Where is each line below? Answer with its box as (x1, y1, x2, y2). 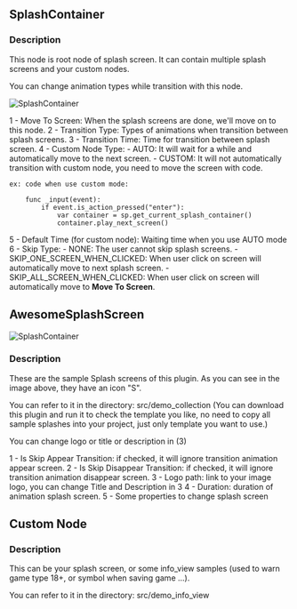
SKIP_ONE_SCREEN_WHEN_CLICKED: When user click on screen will (9, 252, 262, 263)
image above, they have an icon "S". (9, 382, 142, 393)
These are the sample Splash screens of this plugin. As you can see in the (9, 373, 280, 383)
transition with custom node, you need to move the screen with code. (9, 162, 263, 172)
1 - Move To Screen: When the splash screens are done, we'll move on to (9, 115, 277, 125)
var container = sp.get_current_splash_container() (56, 211, 253, 220)
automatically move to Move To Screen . (9, 281, 156, 292)
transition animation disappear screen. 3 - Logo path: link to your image (9, 471, 272, 483)
